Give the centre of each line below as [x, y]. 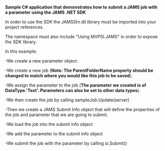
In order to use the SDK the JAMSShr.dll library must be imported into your [81, 22]
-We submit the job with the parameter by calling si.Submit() [66, 143]
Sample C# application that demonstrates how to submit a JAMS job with [81, 7]
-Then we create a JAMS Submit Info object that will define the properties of [82, 109]
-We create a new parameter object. [42, 61]
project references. [25, 27]
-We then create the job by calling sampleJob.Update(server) [67, 100]
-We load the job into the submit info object [49, 124]
